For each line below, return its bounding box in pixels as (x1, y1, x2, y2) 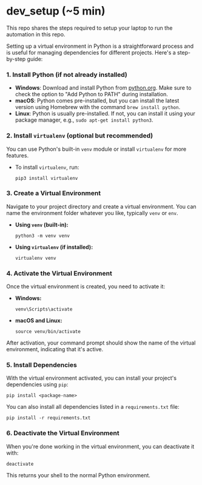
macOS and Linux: (15, 317, 62, 325)
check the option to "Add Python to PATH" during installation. (15, 91, 169, 98)
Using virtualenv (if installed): (15, 243, 93, 251)
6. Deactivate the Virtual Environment (6, 429, 120, 437)
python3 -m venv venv (15, 233, 70, 239)
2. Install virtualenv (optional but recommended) (6, 131, 153, 140)
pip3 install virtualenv (15, 175, 78, 181)
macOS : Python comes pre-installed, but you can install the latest (15, 97, 180, 104)
